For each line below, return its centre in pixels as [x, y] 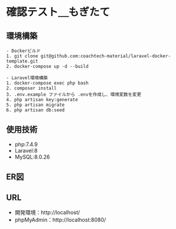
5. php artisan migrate [36, 105]
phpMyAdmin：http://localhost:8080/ [60, 220]
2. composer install [32, 88]
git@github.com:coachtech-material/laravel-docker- [105, 56]
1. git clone [22, 56]
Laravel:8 [26, 150]
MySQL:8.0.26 [32, 157]
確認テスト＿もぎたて [58, 12]
